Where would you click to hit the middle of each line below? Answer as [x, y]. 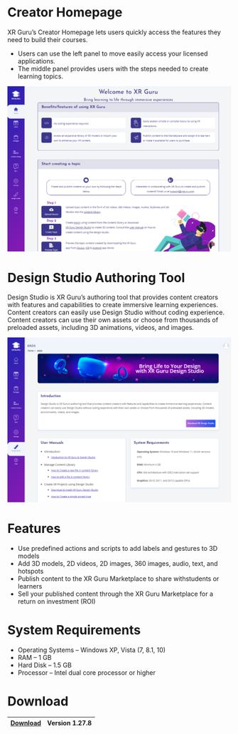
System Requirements [74, 630]
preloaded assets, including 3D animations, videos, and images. [101, 328]
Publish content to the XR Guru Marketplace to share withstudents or [118, 579]
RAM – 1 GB [34, 657]
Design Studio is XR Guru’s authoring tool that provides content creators [113, 297]
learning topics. [40, 76]
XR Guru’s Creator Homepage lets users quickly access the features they [114, 32]
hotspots [31, 571]
